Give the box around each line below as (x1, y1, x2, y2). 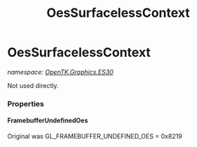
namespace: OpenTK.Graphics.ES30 (7, 68, 114, 76)
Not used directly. (7, 81, 59, 89)
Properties (7, 98, 44, 108)
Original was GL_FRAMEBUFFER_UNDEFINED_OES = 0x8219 (7, 132, 183, 141)
